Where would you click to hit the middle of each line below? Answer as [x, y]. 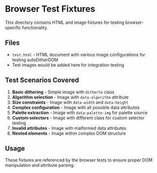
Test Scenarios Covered [42, 80]
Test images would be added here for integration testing [68, 65]
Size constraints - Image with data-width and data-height [70, 102]
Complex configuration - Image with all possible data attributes [76, 107]
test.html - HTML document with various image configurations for [78, 54]
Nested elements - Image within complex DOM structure [69, 133]
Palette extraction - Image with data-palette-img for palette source [80, 112]
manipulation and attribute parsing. [40, 165]
